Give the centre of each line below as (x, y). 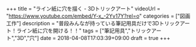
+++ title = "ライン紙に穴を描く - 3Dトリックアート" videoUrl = (83, 9)
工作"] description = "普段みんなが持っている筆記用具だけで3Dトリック (93, 23)
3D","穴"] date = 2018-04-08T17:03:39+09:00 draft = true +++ (94, 38)
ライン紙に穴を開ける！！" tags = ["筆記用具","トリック (84, 31)
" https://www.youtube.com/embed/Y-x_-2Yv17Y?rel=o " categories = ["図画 (98, 16)
